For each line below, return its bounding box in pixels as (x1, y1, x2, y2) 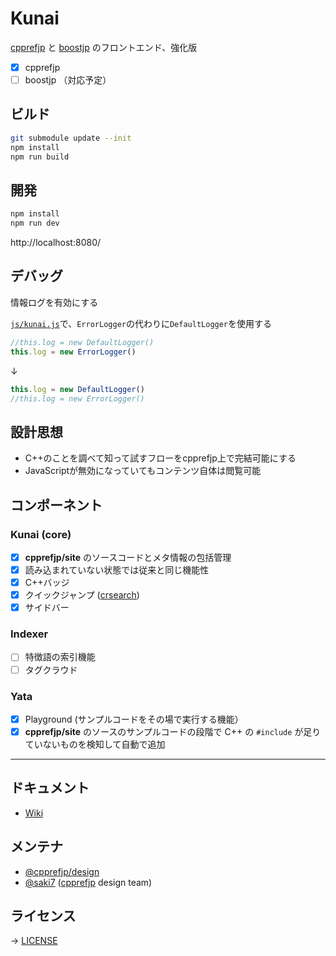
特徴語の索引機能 (24, 651, 96, 663)
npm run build (10, 152, 70, 162)
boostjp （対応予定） (24, 74, 112, 86)
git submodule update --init (10, 133, 132, 143)
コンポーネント (10, 497, 103, 514)
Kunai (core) (10, 527, 72, 541)
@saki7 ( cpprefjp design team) (24, 876, 153, 888)
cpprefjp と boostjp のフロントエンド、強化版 (10, 41, 198, 53)
